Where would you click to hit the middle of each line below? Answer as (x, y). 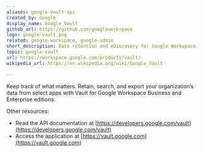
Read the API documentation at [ (56, 123)
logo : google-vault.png (37, 35)
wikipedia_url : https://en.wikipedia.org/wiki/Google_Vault (85, 63)
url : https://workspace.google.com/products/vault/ (74, 58)
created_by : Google (31, 18)
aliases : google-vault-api (41, 12)
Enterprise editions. (31, 99)
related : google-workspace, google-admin (60, 40)
